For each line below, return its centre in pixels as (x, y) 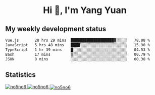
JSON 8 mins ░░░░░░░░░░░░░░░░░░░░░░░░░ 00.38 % (78, 59)
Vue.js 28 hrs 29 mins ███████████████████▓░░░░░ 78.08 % (78, 40)
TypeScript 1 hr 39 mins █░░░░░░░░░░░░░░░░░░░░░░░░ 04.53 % (78, 50)
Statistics (21, 75)
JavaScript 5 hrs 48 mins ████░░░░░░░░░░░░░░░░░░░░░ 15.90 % (78, 45)
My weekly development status (56, 29)
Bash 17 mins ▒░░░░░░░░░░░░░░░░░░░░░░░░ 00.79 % (78, 54)
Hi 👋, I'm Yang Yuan (85, 10)
